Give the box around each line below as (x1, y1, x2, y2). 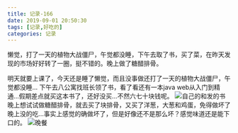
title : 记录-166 (7, 10, 53, 18)
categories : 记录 (7, 30, 57, 37)
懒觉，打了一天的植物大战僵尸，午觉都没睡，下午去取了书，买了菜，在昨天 (7, 50, 225, 59)
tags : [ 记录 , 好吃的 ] (7, 23, 62, 30)
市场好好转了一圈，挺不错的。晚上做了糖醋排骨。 (19, 59, 163, 68)
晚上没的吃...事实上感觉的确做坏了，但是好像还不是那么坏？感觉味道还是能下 (7, 110, 230, 118)
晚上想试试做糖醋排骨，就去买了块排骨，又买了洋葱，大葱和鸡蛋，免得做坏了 (7, 100, 231, 110)
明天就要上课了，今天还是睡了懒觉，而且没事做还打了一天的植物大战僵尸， (7, 74, 225, 83)
